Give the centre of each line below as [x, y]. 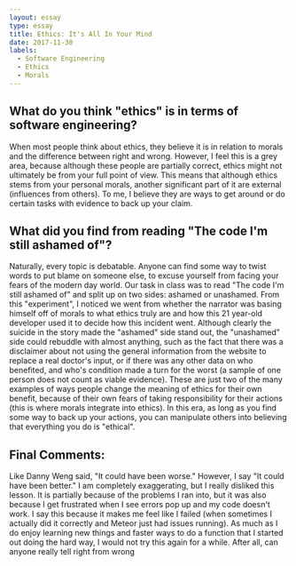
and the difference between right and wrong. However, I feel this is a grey [143, 155]
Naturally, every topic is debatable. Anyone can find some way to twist [138, 267]
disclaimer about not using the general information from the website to [138, 351]
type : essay [31, 26]
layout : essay [35, 17]
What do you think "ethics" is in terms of [124, 112]
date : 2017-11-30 [41, 42]
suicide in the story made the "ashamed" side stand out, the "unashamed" [145, 332]
